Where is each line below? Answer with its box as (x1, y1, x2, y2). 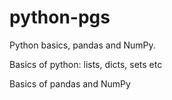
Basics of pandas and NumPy (9, 77, 131, 90)
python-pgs (9, 6, 111, 29)
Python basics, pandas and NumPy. (9, 39, 156, 51)
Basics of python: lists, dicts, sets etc (9, 58, 163, 70)
